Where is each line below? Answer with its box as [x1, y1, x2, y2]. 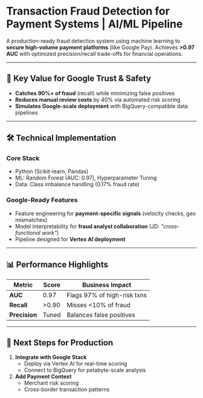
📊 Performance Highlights [6, 260, 109, 270]
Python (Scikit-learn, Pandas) [14, 168, 89, 175]
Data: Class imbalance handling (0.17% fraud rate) [14, 181, 140, 188]
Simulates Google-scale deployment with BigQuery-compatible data [14, 102, 188, 110]
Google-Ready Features [6, 196, 78, 204]
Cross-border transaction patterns [24, 386, 110, 393]
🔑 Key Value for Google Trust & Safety [6, 73, 152, 84]
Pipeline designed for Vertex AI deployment [14, 235, 126, 243]
